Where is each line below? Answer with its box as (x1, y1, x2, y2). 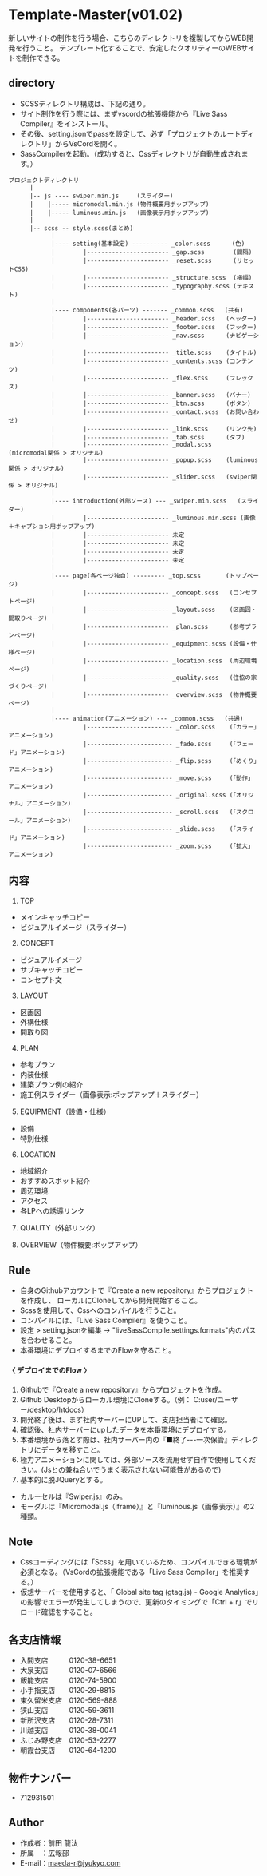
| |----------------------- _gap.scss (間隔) (50, 248, 253, 256)
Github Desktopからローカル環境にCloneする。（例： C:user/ (19, 1394, 218, 1404)
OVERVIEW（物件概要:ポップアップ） (19, 1240, 143, 1250)
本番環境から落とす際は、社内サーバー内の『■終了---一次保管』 (19, 1434, 232, 1444)
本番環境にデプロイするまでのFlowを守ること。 (19, 1345, 176, 1355)
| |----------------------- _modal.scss (50, 440, 213, 448)
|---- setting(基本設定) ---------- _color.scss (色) (50, 240, 245, 248)
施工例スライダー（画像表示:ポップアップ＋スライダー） (19, 1089, 203, 1099)
